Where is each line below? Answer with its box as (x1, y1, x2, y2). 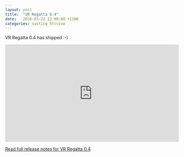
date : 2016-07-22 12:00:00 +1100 (5, 16, 79, 21)
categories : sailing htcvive (5, 21, 65, 26)
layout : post (5, 7, 32, 12)
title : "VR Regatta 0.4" (5, 12, 59, 17)
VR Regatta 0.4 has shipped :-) (5, 35, 68, 41)
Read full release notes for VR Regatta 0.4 (5, 146, 91, 152)
